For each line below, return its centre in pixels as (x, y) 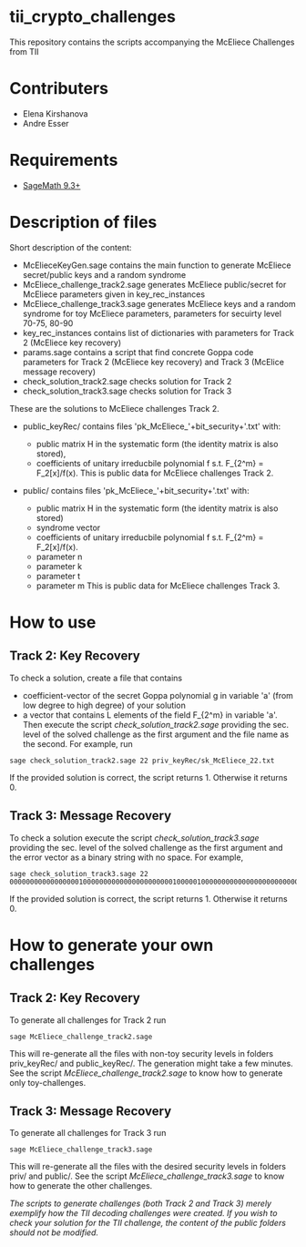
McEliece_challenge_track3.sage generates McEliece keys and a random (159, 303)
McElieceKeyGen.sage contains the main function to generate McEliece (157, 265)
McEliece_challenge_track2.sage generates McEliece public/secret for (154, 284)
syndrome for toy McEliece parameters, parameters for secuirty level (152, 313)
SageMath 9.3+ (51, 185)
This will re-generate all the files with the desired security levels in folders (148, 1167)
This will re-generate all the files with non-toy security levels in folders (142, 1053)
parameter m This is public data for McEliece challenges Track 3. (158, 586)
